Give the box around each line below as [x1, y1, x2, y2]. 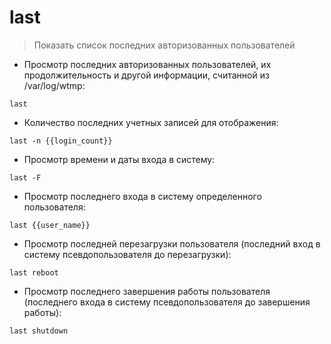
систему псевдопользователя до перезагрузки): [23, 248, 232, 260]
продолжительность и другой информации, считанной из [23, 69, 270, 81]
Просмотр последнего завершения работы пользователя [23, 285, 271, 297]
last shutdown [9, 326, 69, 336]
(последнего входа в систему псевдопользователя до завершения [23, 296, 311, 308]
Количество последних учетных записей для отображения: [23, 116, 279, 128]
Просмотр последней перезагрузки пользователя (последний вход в [23, 237, 321, 250]
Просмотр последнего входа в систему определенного [23, 190, 262, 202]
